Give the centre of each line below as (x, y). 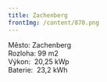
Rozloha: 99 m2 (33, 53)
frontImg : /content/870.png (54, 23)
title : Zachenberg (38, 15)
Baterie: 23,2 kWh (38, 70)
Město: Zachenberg (40, 45)
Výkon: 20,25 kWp (39, 61)
